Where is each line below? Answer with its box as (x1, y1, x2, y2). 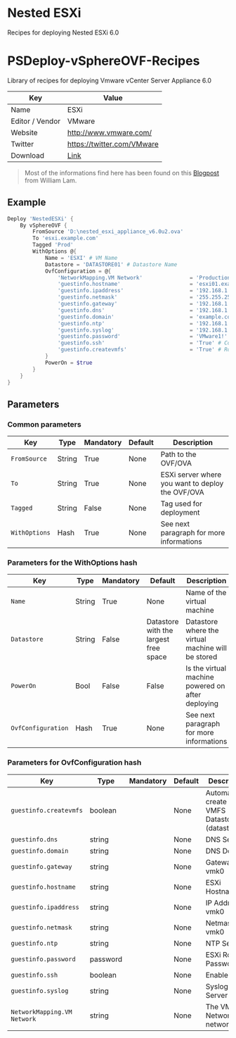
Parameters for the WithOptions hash (7, 558, 138, 568)
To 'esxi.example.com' (32, 235, 99, 242)
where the (185, 625, 219, 635)
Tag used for (160, 499, 202, 508)
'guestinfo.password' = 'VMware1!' (57, 333, 228, 340)
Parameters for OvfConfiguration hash (7, 758, 142, 768)
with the (146, 625, 173, 635)
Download (11, 150, 44, 160)
